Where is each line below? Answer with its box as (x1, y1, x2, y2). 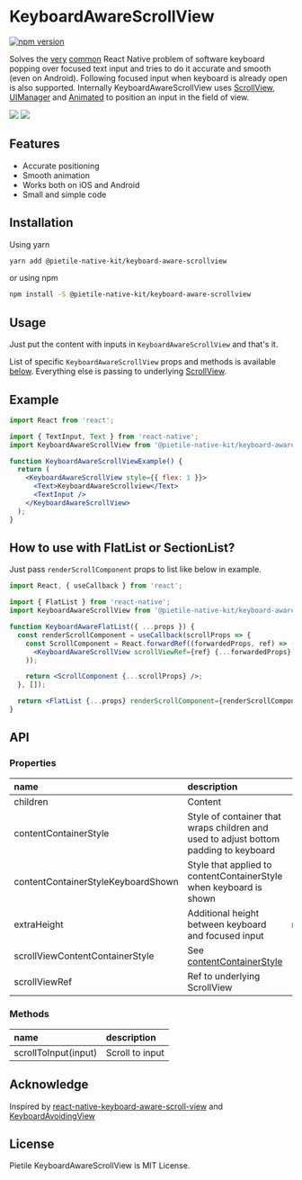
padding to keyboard (187, 843, 276, 856)
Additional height (187, 906, 259, 919)
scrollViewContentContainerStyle (13, 950, 155, 962)
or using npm (9, 273, 58, 284)
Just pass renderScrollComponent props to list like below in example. (9, 564, 262, 575)
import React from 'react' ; (9, 416, 115, 425)
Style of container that (187, 810, 281, 823)
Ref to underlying (187, 969, 261, 982)
